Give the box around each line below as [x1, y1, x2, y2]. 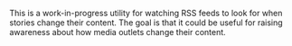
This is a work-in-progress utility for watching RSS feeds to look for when [9, 8, 283, 18]
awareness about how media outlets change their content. [9, 27, 226, 37]
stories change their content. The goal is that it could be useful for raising [9, 17, 283, 28]
